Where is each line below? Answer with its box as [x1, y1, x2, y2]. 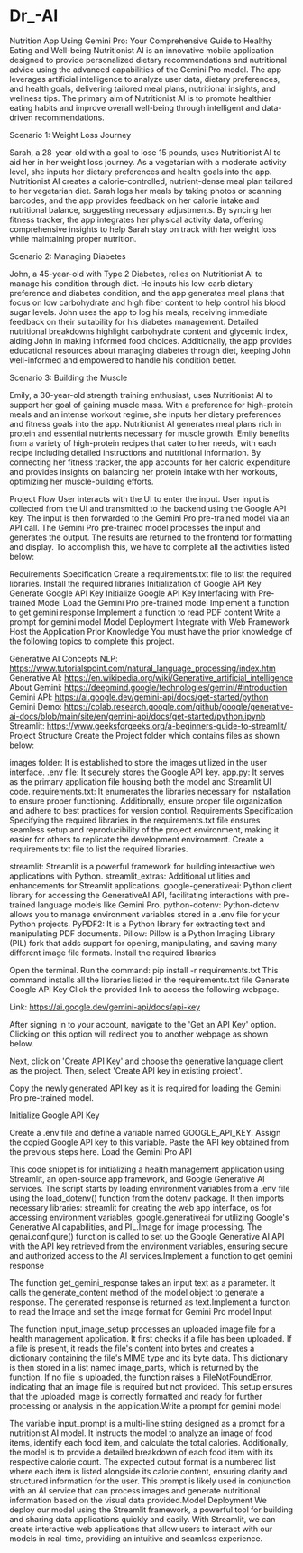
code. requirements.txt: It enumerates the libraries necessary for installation [9, 786, 291, 796]
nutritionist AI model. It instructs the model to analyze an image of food [9, 1427, 273, 1438]
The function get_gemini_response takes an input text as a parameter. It [9, 1277, 276, 1288]
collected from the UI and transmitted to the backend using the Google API [9, 503, 287, 514]
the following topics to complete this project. [9, 636, 175, 646]
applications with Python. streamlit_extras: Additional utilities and [9, 870, 251, 881]
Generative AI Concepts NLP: [9, 653, 119, 664]
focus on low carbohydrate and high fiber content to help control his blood [9, 297, 286, 308]
